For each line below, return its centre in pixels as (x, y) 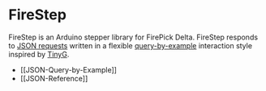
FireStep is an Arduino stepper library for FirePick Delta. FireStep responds (133, 37)
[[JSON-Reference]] (54, 78)
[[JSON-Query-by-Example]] (69, 69)
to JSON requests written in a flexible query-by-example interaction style (131, 45)
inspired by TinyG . (39, 54)
